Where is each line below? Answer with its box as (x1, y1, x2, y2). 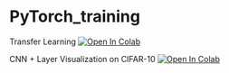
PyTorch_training (9, 6, 140, 27)
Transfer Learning (9, 36, 77, 47)
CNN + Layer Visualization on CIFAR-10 (9, 53, 156, 64)
